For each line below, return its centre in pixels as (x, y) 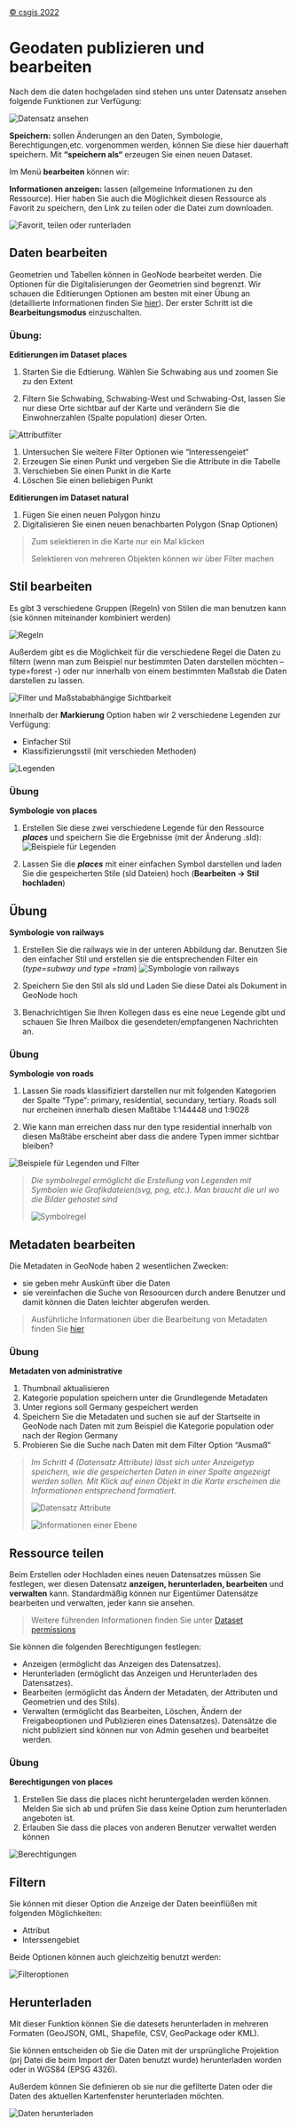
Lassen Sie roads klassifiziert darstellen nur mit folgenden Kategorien (149, 1091)
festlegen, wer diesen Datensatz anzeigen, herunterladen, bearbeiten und (146, 1584)
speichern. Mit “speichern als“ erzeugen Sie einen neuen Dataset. (131, 154)
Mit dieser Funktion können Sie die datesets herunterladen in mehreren (139, 2024)
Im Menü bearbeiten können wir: (70, 172)
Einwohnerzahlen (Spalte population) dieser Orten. (114, 418)
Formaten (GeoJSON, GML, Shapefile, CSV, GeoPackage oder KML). (134, 2034)
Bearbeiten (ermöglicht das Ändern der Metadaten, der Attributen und (149, 1693)
